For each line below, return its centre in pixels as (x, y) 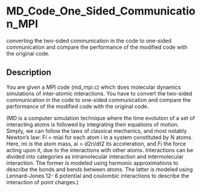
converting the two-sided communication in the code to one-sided (89, 40)
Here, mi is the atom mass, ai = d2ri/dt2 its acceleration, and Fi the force (96, 144)
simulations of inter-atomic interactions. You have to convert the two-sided (99, 93)
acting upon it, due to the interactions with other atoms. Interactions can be (100, 150)
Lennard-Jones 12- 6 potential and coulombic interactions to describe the (98, 176)
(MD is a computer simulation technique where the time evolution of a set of (101, 118)
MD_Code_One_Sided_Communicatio (101, 11)
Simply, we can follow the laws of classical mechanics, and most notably (97, 130)
